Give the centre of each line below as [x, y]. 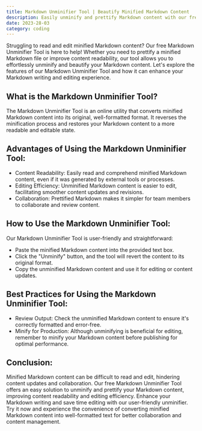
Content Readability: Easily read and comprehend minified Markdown [101, 173]
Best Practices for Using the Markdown [81, 294]
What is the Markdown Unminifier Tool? [82, 96]
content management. [34, 422]
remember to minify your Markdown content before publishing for [96, 337]
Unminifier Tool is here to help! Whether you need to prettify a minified [93, 52]
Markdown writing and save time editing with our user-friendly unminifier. [97, 403]
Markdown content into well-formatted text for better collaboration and [94, 415]
